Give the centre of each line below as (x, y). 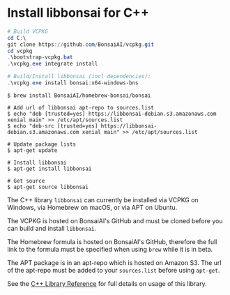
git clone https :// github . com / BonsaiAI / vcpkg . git (81, 44)
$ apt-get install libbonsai (49, 169)
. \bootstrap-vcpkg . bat (40, 57)
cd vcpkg (20, 51)
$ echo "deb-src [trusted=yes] (53, 126)
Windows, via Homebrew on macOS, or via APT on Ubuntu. (92, 207)
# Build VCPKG (28, 31)
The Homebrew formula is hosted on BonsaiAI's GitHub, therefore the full (112, 241)
